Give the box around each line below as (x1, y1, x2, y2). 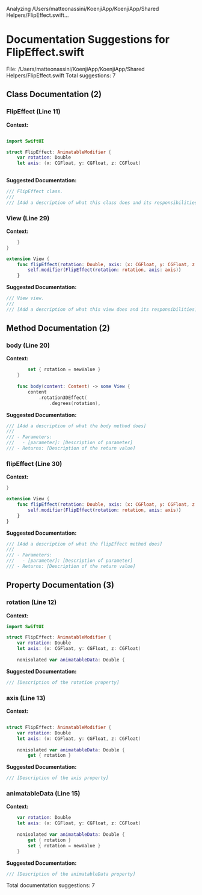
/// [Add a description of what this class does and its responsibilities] (6, 199, 200, 206)
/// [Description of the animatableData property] (6, 871, 136, 877)
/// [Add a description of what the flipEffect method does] (6, 541, 163, 547)
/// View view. (6, 295, 44, 301)
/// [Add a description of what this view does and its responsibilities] (6, 306, 198, 313)
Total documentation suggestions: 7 (6, 882, 95, 889)
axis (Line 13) (6, 693, 46, 702)
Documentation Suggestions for (6, 33, 170, 46)
